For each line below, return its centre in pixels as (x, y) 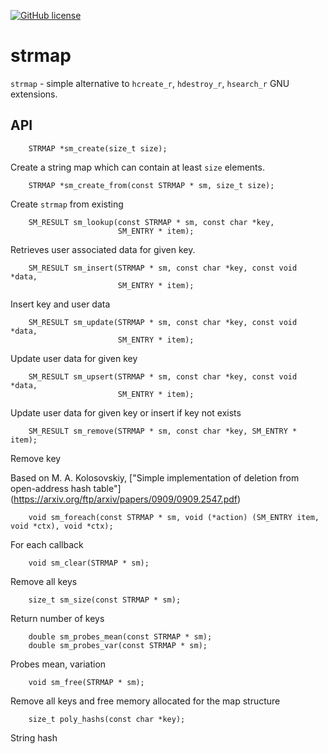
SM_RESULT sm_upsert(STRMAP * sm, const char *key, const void (163, 376)
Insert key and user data (60, 304)
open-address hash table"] (66, 488)
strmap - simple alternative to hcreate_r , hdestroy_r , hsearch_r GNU (150, 83)
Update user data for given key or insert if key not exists (126, 412)
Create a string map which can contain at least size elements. (137, 167)
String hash (34, 737)
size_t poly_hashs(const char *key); (107, 719)
